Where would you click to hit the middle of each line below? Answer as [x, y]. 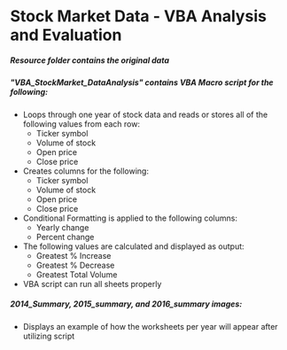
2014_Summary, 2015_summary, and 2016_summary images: [126, 304]
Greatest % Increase [74, 255]
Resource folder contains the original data [89, 60]
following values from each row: [81, 124]
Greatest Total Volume [77, 274]
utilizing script [49, 336]
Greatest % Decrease [75, 265]
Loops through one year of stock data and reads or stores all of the [145, 114]
